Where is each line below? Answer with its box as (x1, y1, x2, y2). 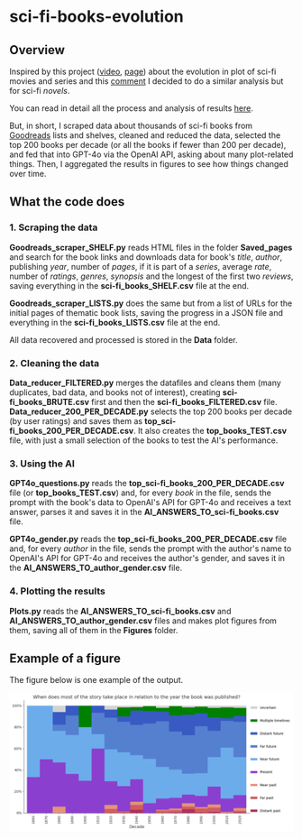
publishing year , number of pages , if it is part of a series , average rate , (9, 261, 272, 272)
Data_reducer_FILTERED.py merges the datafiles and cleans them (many (9, 377, 281, 388)
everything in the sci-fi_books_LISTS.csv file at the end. (9, 317, 221, 327)
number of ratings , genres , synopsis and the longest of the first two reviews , (9, 271, 294, 281)
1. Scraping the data (9, 221, 98, 234)
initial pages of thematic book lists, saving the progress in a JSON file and (9, 307, 284, 318)
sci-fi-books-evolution (9, 6, 185, 27)
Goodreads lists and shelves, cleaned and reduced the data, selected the (9, 130, 281, 141)
